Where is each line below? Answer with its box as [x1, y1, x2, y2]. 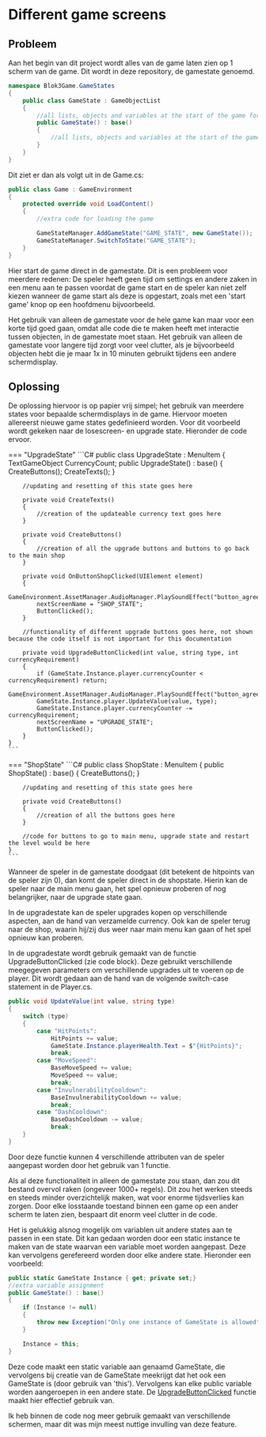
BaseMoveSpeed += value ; [50, 1064, 133, 1072]
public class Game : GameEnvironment [8, 185, 133, 194]
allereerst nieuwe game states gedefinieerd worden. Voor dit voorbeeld [8, 418, 241, 428]
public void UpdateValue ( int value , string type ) [8, 997, 176, 1005]
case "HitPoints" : [36, 1027, 97, 1035]
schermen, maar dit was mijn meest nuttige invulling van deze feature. [8, 1419, 237, 1429]
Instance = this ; [22, 1339, 80, 1348]
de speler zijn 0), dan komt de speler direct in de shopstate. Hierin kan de [8, 875, 248, 886]
